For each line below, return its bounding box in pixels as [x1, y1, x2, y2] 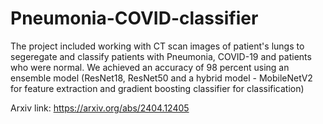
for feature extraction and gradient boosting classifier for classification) [10, 82, 305, 94]
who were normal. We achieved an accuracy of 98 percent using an [10, 61, 290, 73]
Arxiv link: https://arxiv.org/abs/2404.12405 [10, 102, 190, 114]
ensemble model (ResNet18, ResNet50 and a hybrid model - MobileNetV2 [10, 72, 313, 84]
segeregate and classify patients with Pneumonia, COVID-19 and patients [10, 50, 312, 62]
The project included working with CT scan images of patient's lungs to [10, 40, 305, 52]
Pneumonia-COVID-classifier [10, 7, 259, 30]
